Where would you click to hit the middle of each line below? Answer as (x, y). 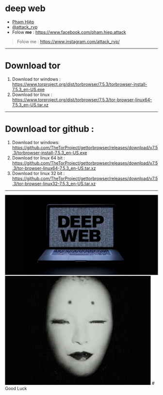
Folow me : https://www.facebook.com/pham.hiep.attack (69, 32)
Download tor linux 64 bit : (39, 158)
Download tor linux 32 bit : (38, 173)
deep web (25, 8)
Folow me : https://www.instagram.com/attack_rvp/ (68, 41)
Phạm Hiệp (23, 22)
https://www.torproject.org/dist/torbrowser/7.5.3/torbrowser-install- (80, 84)
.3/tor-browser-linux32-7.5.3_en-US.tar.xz (54, 183)
